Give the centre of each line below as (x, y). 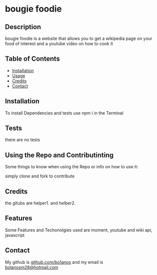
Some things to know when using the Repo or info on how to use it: (72, 167)
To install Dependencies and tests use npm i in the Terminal (64, 113)
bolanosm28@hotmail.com (32, 267)
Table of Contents (33, 59)
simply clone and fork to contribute (40, 176)
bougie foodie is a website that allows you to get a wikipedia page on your (79, 38)
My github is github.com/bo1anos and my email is (54, 262)
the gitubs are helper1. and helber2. (40, 203)
